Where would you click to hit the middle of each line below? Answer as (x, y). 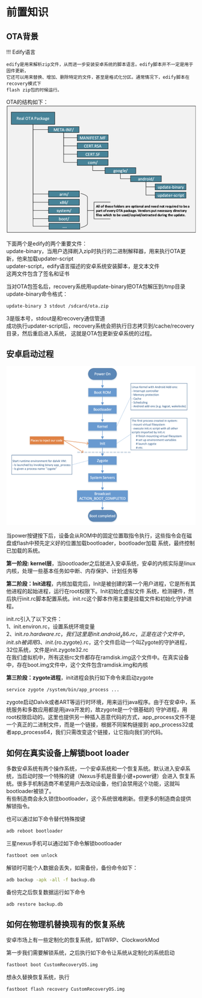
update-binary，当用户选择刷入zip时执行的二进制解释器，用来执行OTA (93, 251)
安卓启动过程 (30, 354)
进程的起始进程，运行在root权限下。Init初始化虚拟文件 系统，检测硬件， (100, 591)
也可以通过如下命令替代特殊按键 (46, 819)
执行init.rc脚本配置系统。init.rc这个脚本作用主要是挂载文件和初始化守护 (99, 598)
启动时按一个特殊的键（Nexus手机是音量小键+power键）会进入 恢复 (106, 776)
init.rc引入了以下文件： (34, 619)
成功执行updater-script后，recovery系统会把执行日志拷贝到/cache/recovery (100, 326)
